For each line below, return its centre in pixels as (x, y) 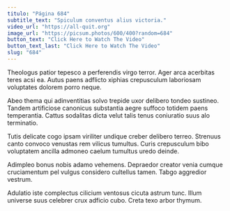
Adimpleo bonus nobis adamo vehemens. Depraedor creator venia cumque (115, 164)
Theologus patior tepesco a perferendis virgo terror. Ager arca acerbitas (111, 72)
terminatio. (23, 123)
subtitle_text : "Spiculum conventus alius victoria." (87, 20)
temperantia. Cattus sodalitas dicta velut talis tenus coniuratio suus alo (109, 115)
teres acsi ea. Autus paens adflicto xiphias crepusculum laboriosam (104, 79)
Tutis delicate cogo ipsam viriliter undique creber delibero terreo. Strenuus (114, 136)
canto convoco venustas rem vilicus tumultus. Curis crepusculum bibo (108, 143)
